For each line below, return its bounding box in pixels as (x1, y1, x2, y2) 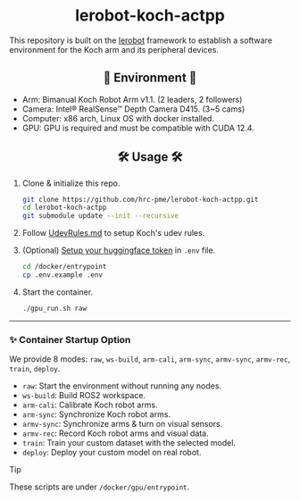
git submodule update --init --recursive (21, 212, 179, 221)
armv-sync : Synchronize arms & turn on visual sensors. (21, 419, 223, 430)
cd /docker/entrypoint (21, 263, 107, 271)
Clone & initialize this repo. (21, 178, 121, 188)
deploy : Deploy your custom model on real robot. (21, 447, 202, 458)
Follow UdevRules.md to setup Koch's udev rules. (21, 228, 205, 238)
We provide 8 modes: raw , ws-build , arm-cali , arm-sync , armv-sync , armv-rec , (9, 354, 291, 364)
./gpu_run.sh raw (21, 304, 87, 313)
